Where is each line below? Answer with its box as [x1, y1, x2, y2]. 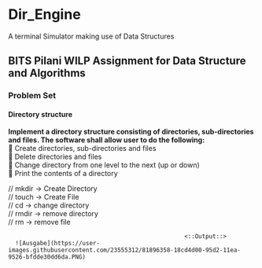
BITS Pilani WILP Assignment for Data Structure [8, 54, 246, 68]
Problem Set [8, 90, 57, 101]
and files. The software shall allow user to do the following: [8, 135, 205, 145]
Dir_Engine [8, 6, 81, 24]
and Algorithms [8, 67, 87, 80]
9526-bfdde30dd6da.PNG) [8, 253, 87, 261]
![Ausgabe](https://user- [15, 240, 101, 248]
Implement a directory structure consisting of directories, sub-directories [8, 127, 254, 137]
